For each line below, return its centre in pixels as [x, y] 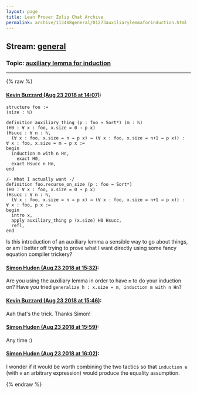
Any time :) [19, 340]
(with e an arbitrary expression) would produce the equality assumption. [93, 373]
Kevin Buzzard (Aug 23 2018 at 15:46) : [54, 301]
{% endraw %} [24, 384]
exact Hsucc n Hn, [34, 164]
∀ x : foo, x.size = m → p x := [45, 144]
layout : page [22, 11]
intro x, [22, 215]
